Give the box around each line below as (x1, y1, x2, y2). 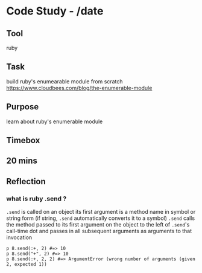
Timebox (6, 135, 40, 146)
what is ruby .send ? (6, 194, 67, 203)
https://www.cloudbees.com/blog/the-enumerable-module (6, 84, 153, 91)
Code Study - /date (6, 4, 104, 18)
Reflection (6, 176, 46, 187)
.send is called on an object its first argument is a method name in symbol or (6, 208, 196, 216)
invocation (6, 234, 33, 241)
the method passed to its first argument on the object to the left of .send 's (6, 221, 190, 228)
